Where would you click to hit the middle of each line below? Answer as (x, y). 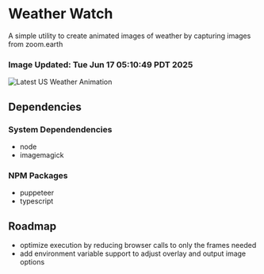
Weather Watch (61, 14)
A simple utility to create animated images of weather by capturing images (130, 36)
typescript (36, 201)
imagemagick (42, 154)
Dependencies (45, 107)
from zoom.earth (36, 44)
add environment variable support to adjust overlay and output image (133, 253)
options (32, 262)
